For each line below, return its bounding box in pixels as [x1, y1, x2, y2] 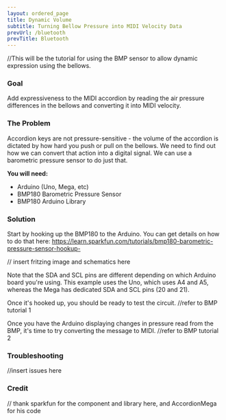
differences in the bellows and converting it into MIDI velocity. [7, 101, 181, 110]
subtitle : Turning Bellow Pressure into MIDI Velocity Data [7, 23, 183, 29]
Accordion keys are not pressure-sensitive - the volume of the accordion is [7, 134, 219, 143]
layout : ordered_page [7, 10, 69, 17]
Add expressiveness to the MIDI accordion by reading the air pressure [7, 94, 205, 103]
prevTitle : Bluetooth [7, 36, 69, 42]
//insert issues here [7, 367, 62, 375]
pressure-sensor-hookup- [7, 245, 81, 253]
